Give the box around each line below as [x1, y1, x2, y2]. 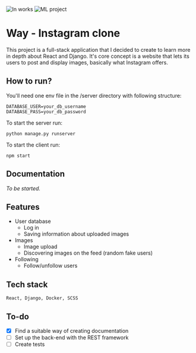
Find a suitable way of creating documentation [14, 327, 129, 334]
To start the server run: [6, 119, 62, 126]
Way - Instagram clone [6, 27, 121, 40]
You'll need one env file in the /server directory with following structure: [6, 92, 182, 99]
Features [6, 202, 40, 212]
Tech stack [6, 279, 48, 289]
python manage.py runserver [6, 131, 76, 137]
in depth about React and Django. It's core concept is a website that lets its [6, 52, 190, 60]
